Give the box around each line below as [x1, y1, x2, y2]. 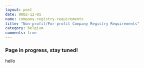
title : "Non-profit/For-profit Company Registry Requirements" [5, 21, 140, 26]
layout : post [5, 7, 32, 12]
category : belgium [5, 26, 43, 31]
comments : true [5, 30, 37, 35]
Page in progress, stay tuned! [5, 47, 78, 54]
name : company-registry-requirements [5, 16, 84, 21]
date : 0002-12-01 [5, 12, 41, 17]
